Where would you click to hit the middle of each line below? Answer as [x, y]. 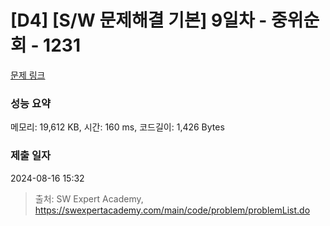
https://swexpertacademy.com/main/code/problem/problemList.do [172, 210]
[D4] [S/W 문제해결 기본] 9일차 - [139, 20]
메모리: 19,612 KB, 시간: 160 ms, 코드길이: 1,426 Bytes [117, 127]
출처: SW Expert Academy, [89, 198]
